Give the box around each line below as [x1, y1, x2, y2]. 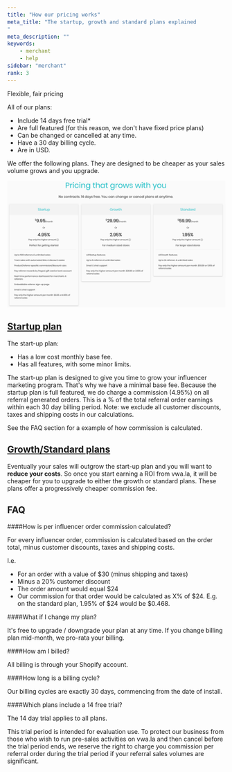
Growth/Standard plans [7, 444, 111, 456]
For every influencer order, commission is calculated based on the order [7, 536, 213, 544]
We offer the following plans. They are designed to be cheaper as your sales [7, 159, 225, 168]
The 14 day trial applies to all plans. [7, 714, 107, 723]
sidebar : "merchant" [7, 62, 67, 69]
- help [19, 55, 39, 62]
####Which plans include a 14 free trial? [7, 701, 123, 709]
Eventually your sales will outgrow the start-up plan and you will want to [7, 462, 213, 470]
